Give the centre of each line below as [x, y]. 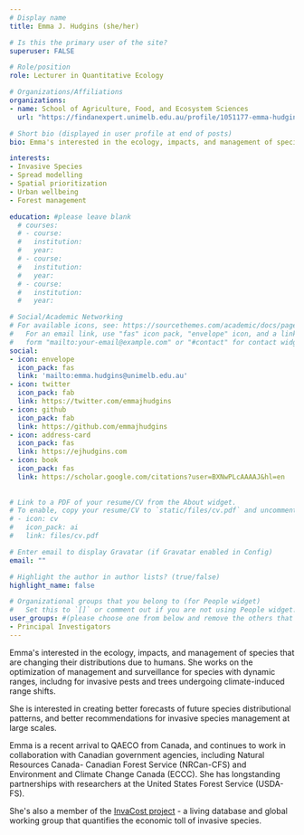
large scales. [33, 727]
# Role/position [40, 67]
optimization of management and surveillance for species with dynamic [142, 671]
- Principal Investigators [60, 627]
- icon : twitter [40, 384]
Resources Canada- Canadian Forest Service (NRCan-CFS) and [128, 764]
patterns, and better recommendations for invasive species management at [150, 718]
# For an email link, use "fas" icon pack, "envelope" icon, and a [143, 334]
